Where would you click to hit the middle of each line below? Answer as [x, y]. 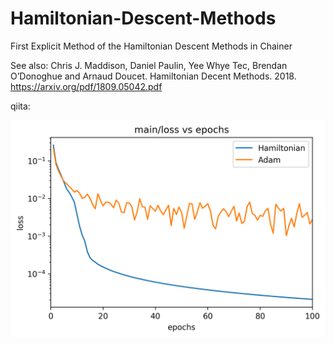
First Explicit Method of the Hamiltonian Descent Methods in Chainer [151, 46]
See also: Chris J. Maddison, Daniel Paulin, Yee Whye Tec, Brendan [149, 65]
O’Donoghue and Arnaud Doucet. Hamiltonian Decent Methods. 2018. [153, 76]
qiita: [20, 106]
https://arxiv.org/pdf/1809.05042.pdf [86, 86]
